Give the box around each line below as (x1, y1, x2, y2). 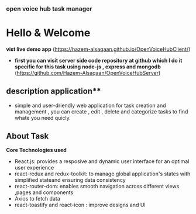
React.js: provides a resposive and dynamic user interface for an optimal (14, 158, 190, 165)
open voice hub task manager (6, 5, 92, 13)
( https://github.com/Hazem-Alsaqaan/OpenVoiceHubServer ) (14, 69, 161, 76)
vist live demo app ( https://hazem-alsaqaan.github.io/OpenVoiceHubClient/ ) (6, 46, 191, 53)
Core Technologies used (6, 147, 67, 154)
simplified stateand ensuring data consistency (14, 177, 126, 184)
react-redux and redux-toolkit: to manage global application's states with (14, 170, 191, 177)
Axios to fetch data (14, 195, 60, 202)
